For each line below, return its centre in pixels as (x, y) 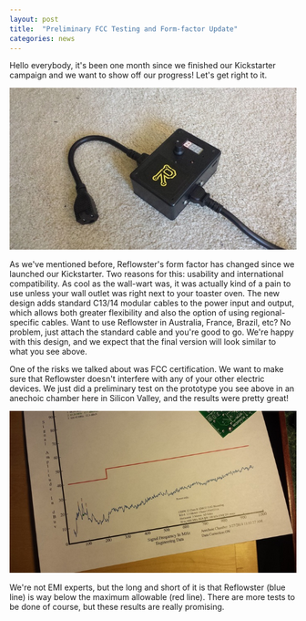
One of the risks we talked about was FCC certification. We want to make (147, 369)
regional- (268, 313)
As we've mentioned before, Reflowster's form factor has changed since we (152, 264)
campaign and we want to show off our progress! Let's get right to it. (138, 75)
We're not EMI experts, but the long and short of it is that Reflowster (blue (148, 587)
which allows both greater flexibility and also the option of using (129, 313)
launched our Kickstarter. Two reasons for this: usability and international (147, 274)
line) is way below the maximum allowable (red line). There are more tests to (153, 596)
